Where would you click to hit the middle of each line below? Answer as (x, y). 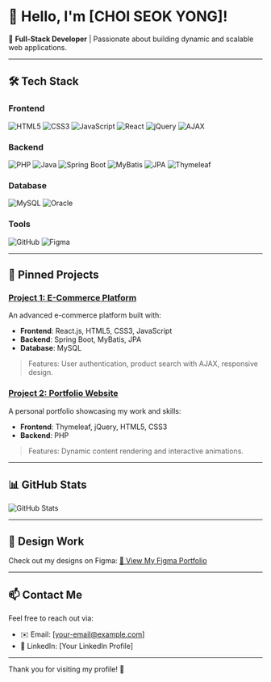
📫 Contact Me (46, 594)
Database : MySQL (51, 348)
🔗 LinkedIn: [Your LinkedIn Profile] (77, 646)
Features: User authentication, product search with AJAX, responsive (143, 364)
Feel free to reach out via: (51, 618)
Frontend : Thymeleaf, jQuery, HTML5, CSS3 (94, 427)
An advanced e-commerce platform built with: (85, 315)
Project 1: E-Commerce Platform (73, 297)
